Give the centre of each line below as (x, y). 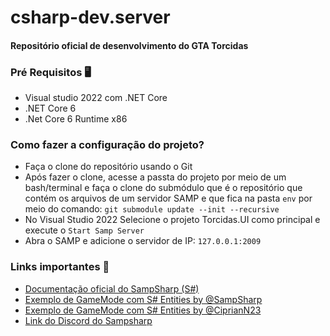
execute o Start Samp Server (84, 230)
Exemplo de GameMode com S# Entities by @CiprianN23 (143, 310)
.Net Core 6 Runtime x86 (76, 119)
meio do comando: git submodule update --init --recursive (152, 209)
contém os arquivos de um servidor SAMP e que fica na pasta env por (168, 198)
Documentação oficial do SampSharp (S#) (112, 288)
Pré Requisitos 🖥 (51, 72)
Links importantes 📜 (60, 267)
